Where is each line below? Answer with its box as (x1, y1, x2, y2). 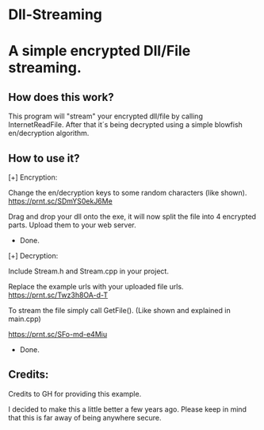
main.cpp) (8, 314, 41, 323)
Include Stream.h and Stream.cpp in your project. (8, 266, 169, 276)
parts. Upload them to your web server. (8, 220, 136, 230)
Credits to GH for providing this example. (8, 389, 142, 398)
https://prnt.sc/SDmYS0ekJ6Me (8, 196, 113, 206)
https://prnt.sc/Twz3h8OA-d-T (8, 290, 109, 300)
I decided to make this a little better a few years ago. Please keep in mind (8, 404, 247, 414)
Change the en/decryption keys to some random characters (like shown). (8, 188, 247, 197)
